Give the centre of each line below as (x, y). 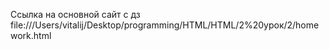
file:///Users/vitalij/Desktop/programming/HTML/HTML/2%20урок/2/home (165, 25)
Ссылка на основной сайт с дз (75, 14)
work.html (31, 35)
